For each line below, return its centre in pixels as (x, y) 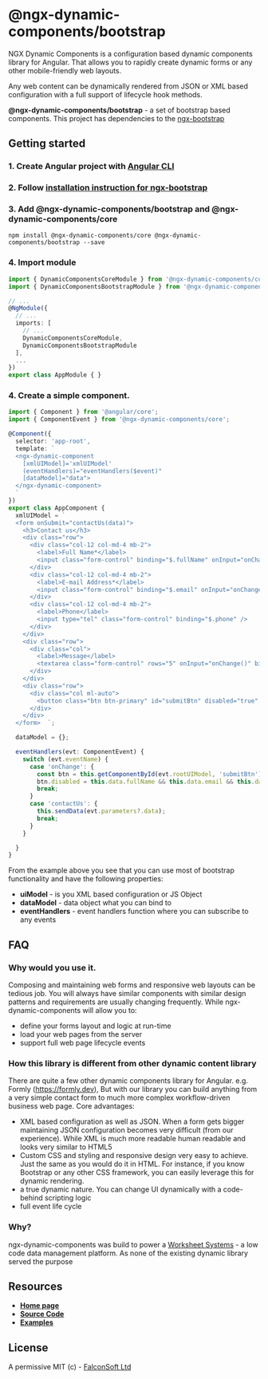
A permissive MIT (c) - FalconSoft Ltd (70, 1367)
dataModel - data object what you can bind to (96, 903)
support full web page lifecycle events (83, 1043)
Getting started (47, 144)
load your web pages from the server (81, 1034)
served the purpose (41, 1261)
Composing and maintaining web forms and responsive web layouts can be (132, 985)
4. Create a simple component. (69, 396)
